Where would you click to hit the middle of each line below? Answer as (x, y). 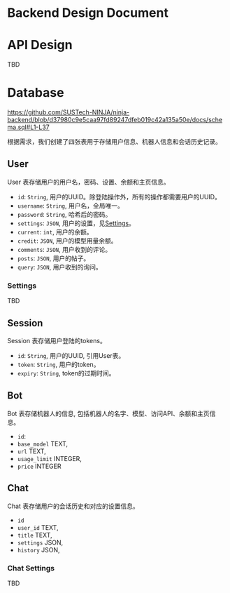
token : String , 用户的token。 (58, 364)
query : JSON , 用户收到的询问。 (60, 267)
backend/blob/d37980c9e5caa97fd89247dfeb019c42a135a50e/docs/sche (115, 120)
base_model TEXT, (43, 444)
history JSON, (39, 549)
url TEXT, (32, 451)
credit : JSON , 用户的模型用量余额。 (67, 241)
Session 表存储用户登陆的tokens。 (57, 340)
